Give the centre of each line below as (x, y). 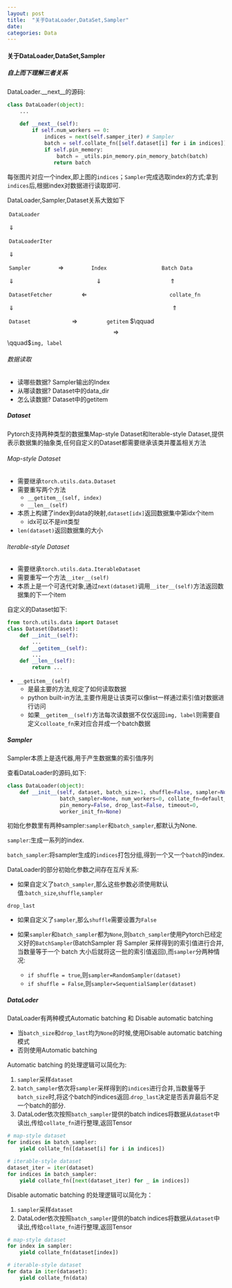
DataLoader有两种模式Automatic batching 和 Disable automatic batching (110, 1018)
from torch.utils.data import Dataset (63, 623)
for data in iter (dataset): (48, 1272)
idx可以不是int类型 (54, 521)
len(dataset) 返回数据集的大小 (60, 530)
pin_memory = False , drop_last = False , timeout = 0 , (129, 805)
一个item (54, 595)
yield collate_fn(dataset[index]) (69, 1253)
